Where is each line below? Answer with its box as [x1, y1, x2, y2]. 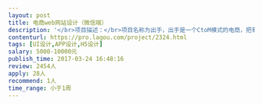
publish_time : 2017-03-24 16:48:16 [8, 56, 124, 63]
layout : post [8, 11, 51, 20]
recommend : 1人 [8, 77, 56, 84]
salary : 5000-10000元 [8, 48, 77, 56]
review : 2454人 [8, 63, 56, 70]
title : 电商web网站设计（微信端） [8, 19, 108, 27]
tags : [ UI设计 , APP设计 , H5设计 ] [8, 41, 103, 48]
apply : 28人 [8, 70, 46, 77]
